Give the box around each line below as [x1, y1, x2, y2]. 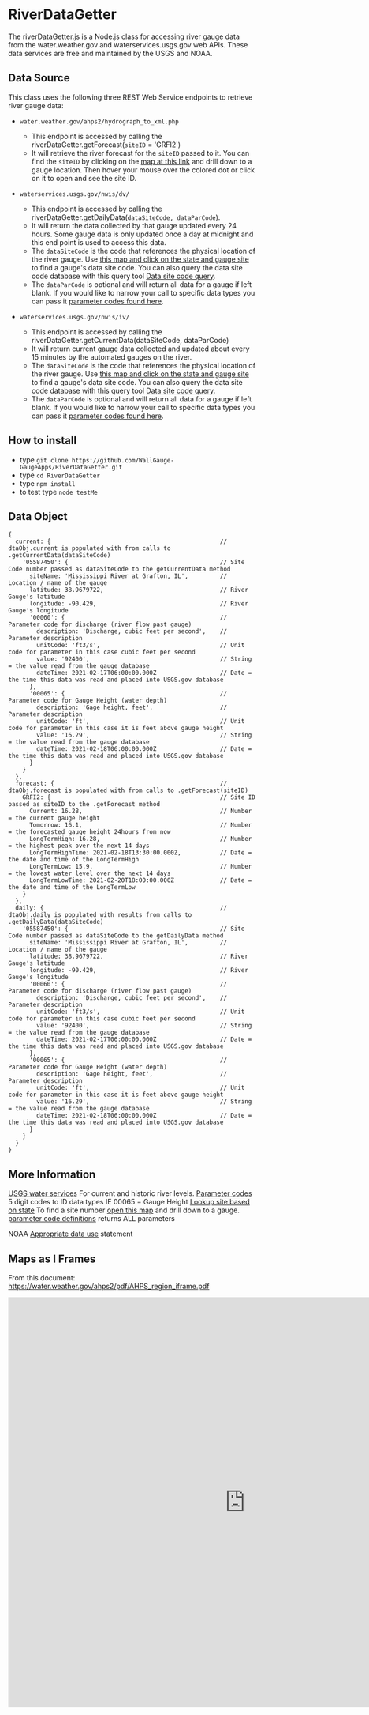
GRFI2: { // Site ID [22, 793, 256, 801]
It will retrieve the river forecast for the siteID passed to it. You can [31, 148, 250, 157]
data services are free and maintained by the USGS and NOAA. [8, 48, 213, 58]
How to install [8, 434, 77, 447]
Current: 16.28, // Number [28, 808, 252, 816]
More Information [8, 1167, 96, 1181]
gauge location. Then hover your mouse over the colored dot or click [31, 164, 255, 175]
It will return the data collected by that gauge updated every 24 [31, 220, 237, 230]
